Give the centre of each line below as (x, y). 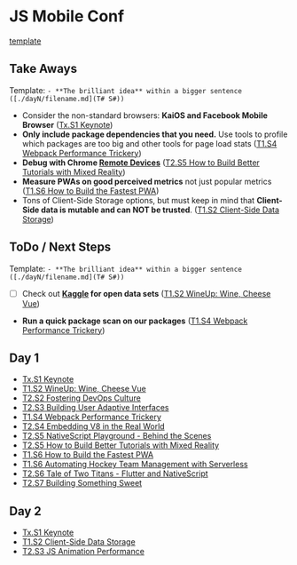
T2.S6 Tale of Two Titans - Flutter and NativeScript (115, 473)
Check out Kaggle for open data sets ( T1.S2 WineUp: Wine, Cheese (146, 293)
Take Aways (43, 69)
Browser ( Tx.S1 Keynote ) (67, 124)
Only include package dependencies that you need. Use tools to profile (155, 134)
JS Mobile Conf (67, 16)
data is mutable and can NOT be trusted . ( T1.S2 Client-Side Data (160, 210)
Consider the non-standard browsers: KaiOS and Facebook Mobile (145, 115)
